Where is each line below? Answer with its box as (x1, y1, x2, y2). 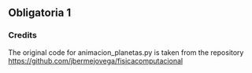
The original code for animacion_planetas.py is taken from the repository (8, 47, 244, 57)
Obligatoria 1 (8, 6, 72, 20)
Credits (8, 30, 37, 41)
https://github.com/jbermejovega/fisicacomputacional (8, 56, 183, 65)
